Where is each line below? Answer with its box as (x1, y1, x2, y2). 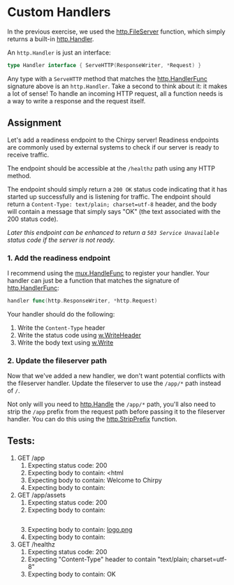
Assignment (7, 117, 61, 129)
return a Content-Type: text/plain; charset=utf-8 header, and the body (7, 200, 217, 208)
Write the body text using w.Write (17, 338, 114, 347)
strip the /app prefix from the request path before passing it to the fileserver (7, 407, 226, 416)
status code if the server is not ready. (7, 236, 115, 244)
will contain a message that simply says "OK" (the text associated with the (7, 207, 221, 215)
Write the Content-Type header (17, 323, 105, 332)
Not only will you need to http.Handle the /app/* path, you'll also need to (7, 400, 217, 409)
